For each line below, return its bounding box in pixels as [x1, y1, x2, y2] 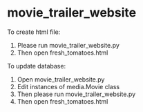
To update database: [7, 62, 66, 70]
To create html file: [7, 28, 61, 36]
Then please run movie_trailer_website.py [17, 90, 136, 98]
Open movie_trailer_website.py [17, 75, 105, 84]
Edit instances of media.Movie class [17, 82, 120, 91]
